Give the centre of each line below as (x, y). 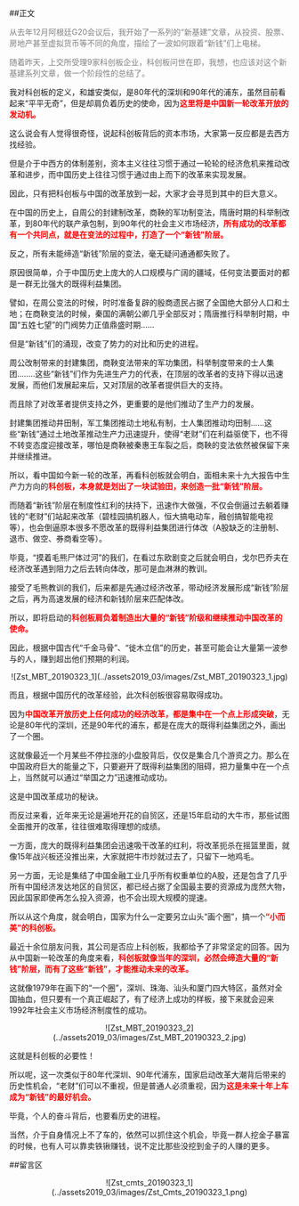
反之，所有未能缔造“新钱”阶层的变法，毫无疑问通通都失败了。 (122, 253)
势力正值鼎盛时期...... (117, 325)
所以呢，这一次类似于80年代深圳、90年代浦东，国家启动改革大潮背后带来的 (148, 1075)
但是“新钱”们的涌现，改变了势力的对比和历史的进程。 (106, 344)
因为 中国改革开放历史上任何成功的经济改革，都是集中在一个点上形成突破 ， (145, 714)
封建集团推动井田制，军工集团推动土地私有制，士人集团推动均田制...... (137, 423)
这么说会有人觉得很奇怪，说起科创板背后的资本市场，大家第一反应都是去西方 (149, 133)
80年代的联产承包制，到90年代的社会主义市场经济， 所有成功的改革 (155, 224)
